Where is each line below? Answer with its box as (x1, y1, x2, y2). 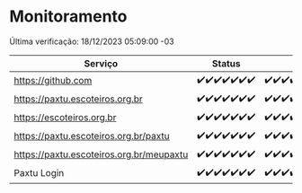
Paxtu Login (13, 167, 65, 180)
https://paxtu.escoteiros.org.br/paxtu (13, 130, 171, 143)
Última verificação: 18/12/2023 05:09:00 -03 (9, 36, 174, 47)
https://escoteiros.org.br (13, 111, 117, 124)
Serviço (84, 57, 119, 69)
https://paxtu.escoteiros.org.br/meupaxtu (13, 148, 189, 161)
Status (211, 57, 241, 69)
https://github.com (13, 75, 93, 87)
